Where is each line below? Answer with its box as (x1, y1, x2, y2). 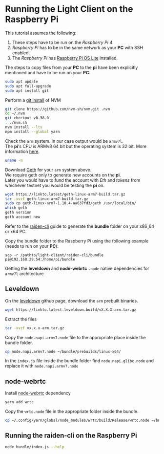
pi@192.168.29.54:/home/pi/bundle (5, 257, 76, 262)
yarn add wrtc (5, 400, 34, 405)
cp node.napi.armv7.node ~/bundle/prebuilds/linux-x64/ (5, 349, 121, 354)
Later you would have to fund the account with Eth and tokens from (5, 177, 141, 183)
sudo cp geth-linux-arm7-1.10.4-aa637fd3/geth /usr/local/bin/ (5, 201, 137, 206)
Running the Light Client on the (5, 3, 133, 15)
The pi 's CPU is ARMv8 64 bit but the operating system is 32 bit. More (5, 143, 147, 149)
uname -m (5, 158, 23, 163)
